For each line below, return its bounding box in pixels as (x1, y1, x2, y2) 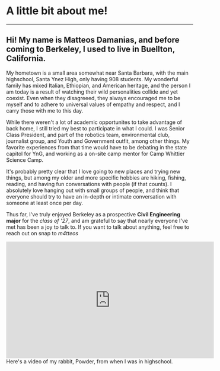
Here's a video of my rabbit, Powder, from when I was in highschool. (6, 357, 173, 365)
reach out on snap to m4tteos (6, 229, 79, 236)
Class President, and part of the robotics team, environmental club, (6, 131, 170, 138)
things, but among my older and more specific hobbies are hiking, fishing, (6, 174, 186, 181)
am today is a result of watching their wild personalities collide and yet (6, 88, 178, 95)
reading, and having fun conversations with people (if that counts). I (6, 180, 172, 187)
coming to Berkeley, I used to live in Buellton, (6, 44, 175, 55)
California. (6, 53, 46, 63)
